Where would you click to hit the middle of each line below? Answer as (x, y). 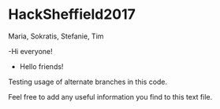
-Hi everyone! (30, 51)
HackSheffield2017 (72, 15)
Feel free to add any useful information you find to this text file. (110, 96)
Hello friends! (41, 66)
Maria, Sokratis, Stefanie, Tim (56, 36)
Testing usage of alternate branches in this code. (88, 82)
